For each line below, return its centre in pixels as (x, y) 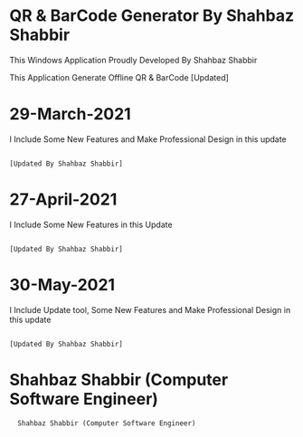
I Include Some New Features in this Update (91, 224)
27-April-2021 (63, 199)
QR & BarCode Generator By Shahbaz (152, 16)
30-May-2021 (62, 285)
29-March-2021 (70, 114)
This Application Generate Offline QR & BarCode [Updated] (119, 77)
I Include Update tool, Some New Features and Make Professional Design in (150, 309)
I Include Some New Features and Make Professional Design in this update (148, 139)
